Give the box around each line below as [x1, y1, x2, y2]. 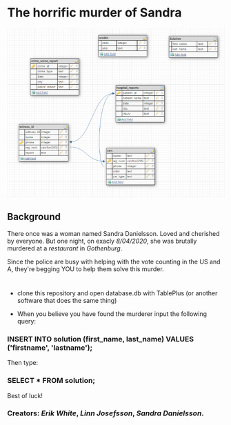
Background [7, 211, 61, 223]
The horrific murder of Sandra [7, 5, 182, 21]
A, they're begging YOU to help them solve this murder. [7, 264, 164, 273]
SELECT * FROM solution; [7, 376, 95, 386]
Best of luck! [7, 391, 43, 399]
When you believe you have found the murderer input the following [17, 309, 208, 318]
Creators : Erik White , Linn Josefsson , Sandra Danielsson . [7, 408, 205, 418]
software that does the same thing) [17, 296, 117, 304]
